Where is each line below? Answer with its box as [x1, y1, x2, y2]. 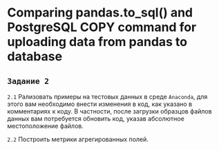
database [7, 49, 63, 65]
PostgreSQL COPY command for [7, 19, 197, 35]
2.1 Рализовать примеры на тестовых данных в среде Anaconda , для [7, 93, 208, 100]
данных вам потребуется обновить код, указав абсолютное [7, 115, 184, 122]
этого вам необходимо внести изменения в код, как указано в [7, 100, 193, 108]
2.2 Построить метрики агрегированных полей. [7, 136, 149, 143]
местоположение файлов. [7, 122, 84, 130]
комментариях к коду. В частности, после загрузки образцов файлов [7, 107, 212, 115]
